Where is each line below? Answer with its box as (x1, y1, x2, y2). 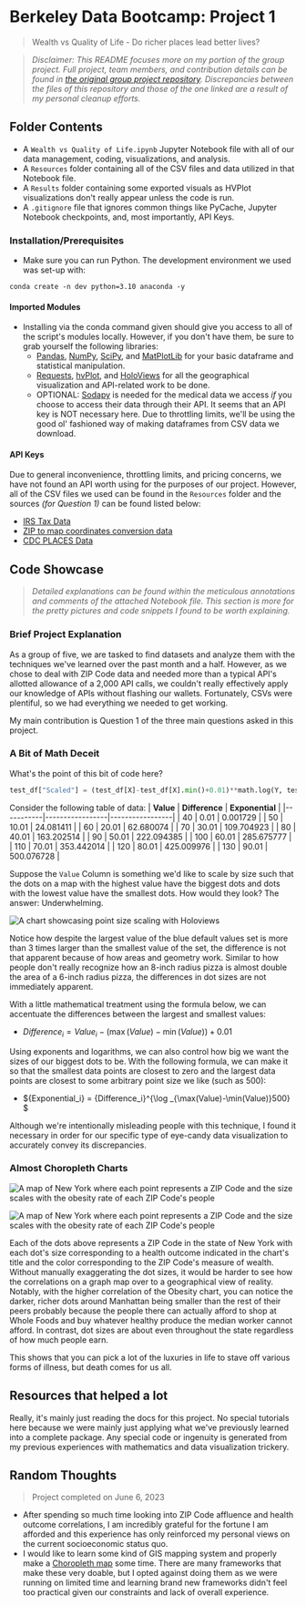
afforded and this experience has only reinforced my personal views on (22, 1529, 291, 1540)
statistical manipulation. (36, 360, 126, 371)
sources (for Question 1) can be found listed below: (9, 499, 202, 510)
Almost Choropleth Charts (9, 1162, 128, 1175)
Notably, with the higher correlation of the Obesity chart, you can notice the (9, 1285, 293, 1296)
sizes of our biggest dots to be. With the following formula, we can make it (9, 1056, 289, 1066)
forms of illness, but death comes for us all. (9, 1361, 172, 1373)
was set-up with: (22, 264, 87, 275)
